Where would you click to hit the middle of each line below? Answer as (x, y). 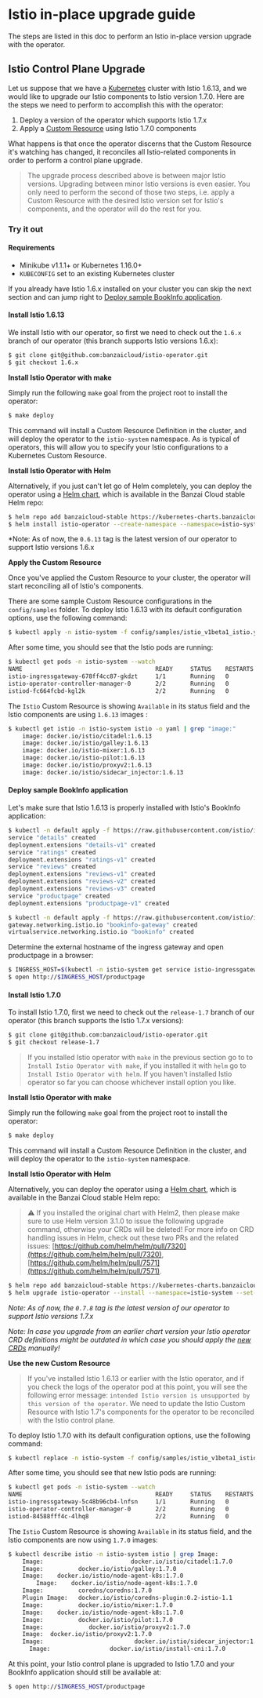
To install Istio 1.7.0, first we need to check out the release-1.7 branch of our (131, 1012)
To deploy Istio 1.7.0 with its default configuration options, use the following (129, 1435)
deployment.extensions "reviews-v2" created (82, 882)
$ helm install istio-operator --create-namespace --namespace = (115, 524)
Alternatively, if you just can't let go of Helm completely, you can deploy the (130, 486)
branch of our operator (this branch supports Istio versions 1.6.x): (113, 341)
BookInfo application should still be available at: (85, 1672)
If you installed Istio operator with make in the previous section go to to (140, 1057)
